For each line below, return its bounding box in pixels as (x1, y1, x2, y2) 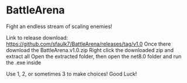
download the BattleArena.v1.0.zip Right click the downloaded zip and (6, 46, 174, 53)
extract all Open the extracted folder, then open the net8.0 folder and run (6, 53, 182, 60)
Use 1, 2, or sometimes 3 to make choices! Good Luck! (6, 70, 137, 77)
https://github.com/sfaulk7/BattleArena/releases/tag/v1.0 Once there (6, 40, 171, 47)
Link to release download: (6, 34, 68, 41)
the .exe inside (6, 59, 41, 66)
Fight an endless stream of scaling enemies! (6, 23, 113, 30)
